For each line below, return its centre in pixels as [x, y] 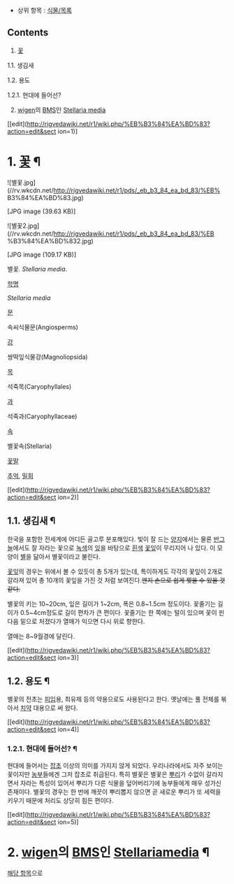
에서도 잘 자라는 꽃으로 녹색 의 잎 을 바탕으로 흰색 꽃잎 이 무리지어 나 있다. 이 [114, 548]
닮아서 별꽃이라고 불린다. [67, 556]
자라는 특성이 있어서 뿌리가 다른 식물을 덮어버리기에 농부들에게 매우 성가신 [121, 783]
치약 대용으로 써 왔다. [49, 708]
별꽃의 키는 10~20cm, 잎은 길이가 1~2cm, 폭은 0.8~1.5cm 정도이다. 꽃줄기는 [112, 604]
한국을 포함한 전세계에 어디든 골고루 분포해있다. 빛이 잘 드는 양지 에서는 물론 [110, 539]
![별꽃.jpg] [22, 182]
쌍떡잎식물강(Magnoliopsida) [48, 357]
